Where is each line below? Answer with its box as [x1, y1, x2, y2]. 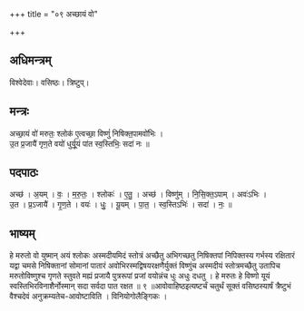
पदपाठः [9, 165, 39, 180]
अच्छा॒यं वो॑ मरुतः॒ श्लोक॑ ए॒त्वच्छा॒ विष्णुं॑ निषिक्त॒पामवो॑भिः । [9, 128, 163, 139]
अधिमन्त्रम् [9, 53, 52, 68]
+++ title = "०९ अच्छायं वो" [9, 9, 98, 19]
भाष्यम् [9, 226, 35, 241]
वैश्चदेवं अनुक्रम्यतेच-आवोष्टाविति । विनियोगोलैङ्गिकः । [9, 291, 168, 302]
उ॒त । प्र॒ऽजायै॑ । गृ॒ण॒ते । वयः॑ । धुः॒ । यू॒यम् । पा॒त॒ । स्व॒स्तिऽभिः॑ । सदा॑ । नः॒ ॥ [9, 199, 232, 210]
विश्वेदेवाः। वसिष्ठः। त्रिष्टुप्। [9, 77, 90, 88]
